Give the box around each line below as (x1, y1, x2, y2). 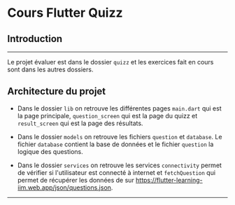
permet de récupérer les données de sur (17, 176, 134, 184)
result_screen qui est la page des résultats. (17, 119, 143, 127)
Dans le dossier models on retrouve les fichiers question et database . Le (17, 132, 222, 141)
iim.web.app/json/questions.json (17, 183, 112, 192)
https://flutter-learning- (135, 176, 203, 184)
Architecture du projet (7, 85, 106, 97)
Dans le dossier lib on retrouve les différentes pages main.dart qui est (17, 104, 222, 113)
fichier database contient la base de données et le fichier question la (17, 140, 214, 148)
